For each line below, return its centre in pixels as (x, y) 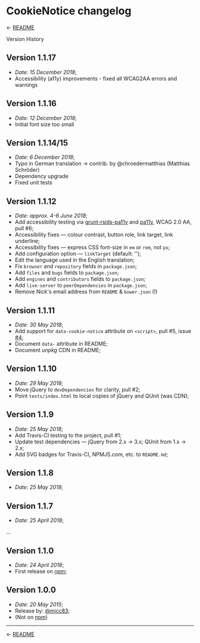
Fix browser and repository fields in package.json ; (76, 266)
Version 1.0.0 (31, 590)
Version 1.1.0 (30, 550)
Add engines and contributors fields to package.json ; (80, 279)
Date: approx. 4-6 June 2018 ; (51, 216)
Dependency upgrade (41, 176)
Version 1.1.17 (31, 58)
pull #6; (24, 228)
